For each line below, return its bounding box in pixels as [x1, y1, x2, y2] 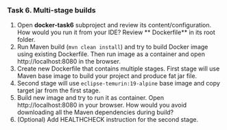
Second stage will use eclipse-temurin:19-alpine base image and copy [16, 79, 221, 88]
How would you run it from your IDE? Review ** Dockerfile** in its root [16, 28, 216, 36]
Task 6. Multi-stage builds [7, 5, 96, 15]
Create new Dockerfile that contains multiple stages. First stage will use [16, 64, 220, 73]
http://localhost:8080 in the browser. [16, 57, 121, 66]
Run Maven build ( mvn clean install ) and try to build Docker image [16, 43, 208, 51]
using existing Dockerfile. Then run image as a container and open [16, 50, 206, 58]
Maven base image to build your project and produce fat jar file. [16, 72, 198, 80]
